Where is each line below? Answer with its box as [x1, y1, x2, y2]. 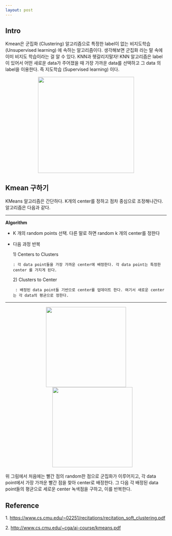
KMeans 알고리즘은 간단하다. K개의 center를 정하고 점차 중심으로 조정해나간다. [5, 198, 163, 204]
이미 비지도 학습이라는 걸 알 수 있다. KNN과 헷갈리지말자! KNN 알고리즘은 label [5, 53, 163, 59]
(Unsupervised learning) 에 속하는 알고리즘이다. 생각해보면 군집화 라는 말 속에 [5, 47, 163, 53]
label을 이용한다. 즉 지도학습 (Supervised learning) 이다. [5, 66, 120, 72]
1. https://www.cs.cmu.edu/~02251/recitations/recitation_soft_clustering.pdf [5, 515, 165, 521]
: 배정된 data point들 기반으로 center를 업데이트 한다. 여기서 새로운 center [15, 288, 165, 293]
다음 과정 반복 [12, 241, 40, 247]
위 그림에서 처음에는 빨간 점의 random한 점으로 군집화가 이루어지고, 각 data [5, 473, 156, 480]
